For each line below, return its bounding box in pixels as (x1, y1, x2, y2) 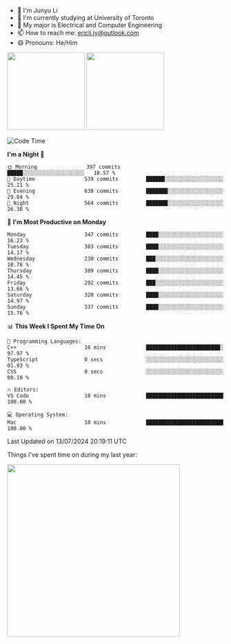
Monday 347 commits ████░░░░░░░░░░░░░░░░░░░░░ (7, 231, 224, 238)
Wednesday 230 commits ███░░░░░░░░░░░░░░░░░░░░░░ (7, 255, 224, 262)
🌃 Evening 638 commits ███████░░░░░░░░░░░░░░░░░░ (7, 188, 224, 194)
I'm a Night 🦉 (7, 150, 45, 158)
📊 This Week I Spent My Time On (7, 322, 105, 330)
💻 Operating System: (7, 411, 69, 418)
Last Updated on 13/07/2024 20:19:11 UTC (7, 437, 127, 445)
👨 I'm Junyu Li (17, 6, 58, 14)
